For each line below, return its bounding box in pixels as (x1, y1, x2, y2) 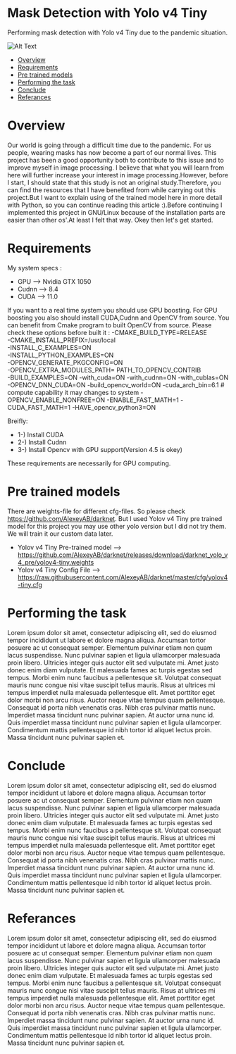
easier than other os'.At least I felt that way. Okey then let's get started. (7, 215, 213, 224)
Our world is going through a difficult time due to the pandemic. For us (7, 141, 211, 149)
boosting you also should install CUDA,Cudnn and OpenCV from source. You (7, 313, 230, 322)
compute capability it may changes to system (7, 388, 139, 396)
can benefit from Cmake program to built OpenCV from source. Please (7, 320, 212, 329)
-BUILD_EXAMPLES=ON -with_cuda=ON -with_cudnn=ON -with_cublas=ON (7, 373, 229, 382)
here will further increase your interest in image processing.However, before (7, 170, 229, 179)
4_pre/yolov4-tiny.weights (17, 558, 94, 566)
